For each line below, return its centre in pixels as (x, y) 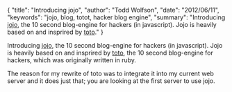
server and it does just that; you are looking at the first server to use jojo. (111, 81)
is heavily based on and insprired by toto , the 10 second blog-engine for (110, 53)
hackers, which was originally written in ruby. (72, 60)
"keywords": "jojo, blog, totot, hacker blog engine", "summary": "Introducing (116, 17)
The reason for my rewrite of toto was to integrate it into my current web (110, 73)
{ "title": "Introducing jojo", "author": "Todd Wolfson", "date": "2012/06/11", (114, 10)
